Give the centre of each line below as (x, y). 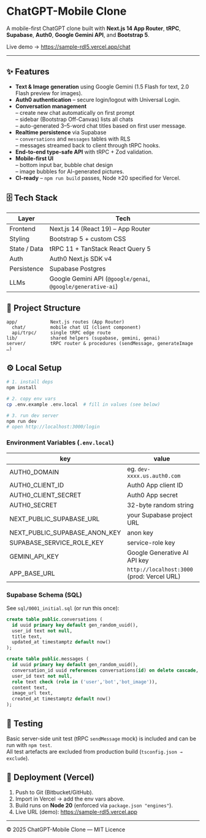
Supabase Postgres (78, 268)
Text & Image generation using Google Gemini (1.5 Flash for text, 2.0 (102, 87)
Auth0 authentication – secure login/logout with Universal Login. (98, 99)
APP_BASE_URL (32, 573)
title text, (27, 637)
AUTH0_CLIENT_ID (37, 485)
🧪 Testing (25, 724)
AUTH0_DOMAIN (34, 472)
